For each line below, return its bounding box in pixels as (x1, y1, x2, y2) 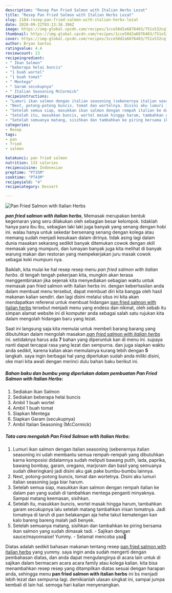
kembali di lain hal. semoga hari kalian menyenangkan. (5, 582, 120, 588)
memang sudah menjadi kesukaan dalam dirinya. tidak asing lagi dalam (5, 235, 155, 241)
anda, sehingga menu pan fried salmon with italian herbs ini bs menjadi (5, 571, 158, 577)
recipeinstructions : (5, 94, 50, 99)
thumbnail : (5, 31, 29, 37)
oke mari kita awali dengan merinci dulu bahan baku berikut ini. (5, 358, 139, 365)
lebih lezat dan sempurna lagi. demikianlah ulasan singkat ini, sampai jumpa (5, 577, 165, 583)
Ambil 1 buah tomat (12, 405, 54, 411)
